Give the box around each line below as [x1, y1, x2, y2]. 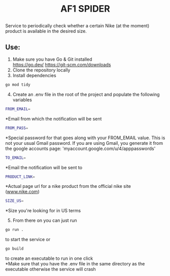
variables [12, 97, 32, 103]
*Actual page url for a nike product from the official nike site [5, 183, 131, 189]
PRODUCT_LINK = [5, 174, 36, 179]
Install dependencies [12, 72, 57, 78]
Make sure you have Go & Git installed [12, 56, 92, 62]
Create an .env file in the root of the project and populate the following [12, 91, 160, 97]
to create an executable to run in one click [5, 255, 93, 261]
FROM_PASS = [5, 125, 28, 131]
